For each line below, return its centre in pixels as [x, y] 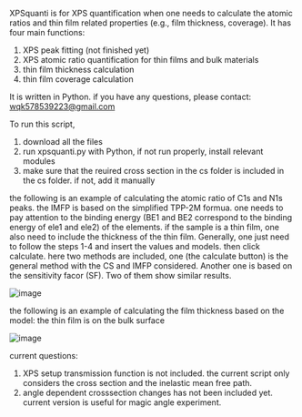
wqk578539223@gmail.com [62, 107]
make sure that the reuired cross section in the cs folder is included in [153, 171]
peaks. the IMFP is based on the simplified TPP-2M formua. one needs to [146, 208]
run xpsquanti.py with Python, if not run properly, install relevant [143, 151]
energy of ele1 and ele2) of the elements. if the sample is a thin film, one [145, 227]
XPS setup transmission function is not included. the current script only [156, 373]
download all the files [62, 142]
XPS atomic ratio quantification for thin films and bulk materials [141, 60]
